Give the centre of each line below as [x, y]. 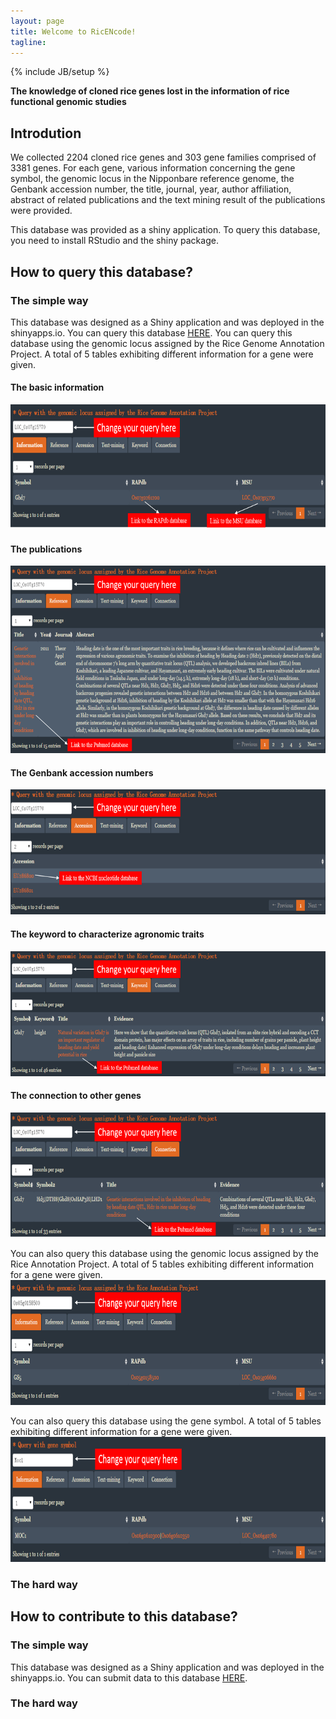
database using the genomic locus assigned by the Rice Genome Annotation [167, 343]
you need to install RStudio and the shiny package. [114, 241]
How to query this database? [102, 271]
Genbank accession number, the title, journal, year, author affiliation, [151, 189]
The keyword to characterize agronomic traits [107, 934]
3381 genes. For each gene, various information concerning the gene [153, 168]
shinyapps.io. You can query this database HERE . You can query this [151, 332]
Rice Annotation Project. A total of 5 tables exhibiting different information [162, 1264]
